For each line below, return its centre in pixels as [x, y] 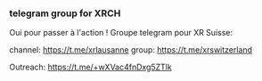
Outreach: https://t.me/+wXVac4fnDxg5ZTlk [90, 67]
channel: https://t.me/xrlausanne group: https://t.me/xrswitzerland [131, 50]
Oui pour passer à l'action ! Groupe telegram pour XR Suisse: [121, 33]
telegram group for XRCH [65, 13]
